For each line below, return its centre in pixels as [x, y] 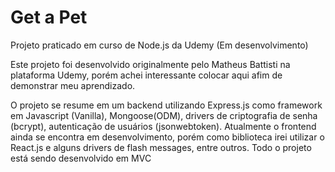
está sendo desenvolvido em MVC [81, 158]
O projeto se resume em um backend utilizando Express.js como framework [166, 105]
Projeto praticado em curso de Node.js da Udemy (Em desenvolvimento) [159, 45]
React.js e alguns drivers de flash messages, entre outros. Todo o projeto [161, 147]
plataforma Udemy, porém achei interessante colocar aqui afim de [146, 75]
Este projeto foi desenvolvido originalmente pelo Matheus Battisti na [150, 64]
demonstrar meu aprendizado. [73, 85]
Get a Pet [49, 17]
